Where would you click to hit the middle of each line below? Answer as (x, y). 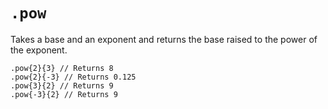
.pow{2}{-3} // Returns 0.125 (73, 77)
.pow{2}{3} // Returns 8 (62, 68)
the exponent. (39, 50)
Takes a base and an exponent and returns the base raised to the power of (164, 39)
